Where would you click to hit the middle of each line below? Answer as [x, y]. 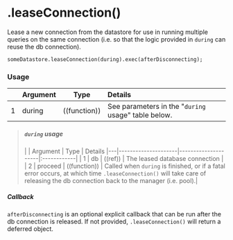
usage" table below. [140, 115]
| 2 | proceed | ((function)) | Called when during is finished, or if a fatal [124, 166]
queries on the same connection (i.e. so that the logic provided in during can [116, 39]
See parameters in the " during [156, 107]
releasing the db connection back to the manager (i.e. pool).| [111, 181]
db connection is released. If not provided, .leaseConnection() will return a [114, 222]
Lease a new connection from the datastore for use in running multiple [107, 32]
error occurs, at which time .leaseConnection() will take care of [115, 173]
